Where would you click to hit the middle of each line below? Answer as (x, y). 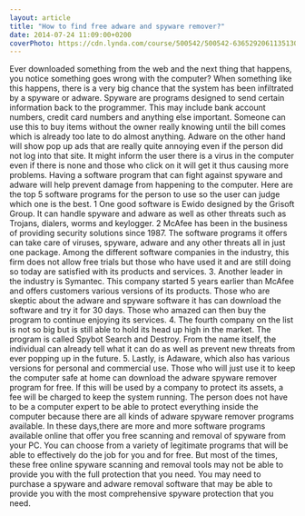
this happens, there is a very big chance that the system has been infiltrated (152, 88)
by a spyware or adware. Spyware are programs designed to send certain (147, 98)
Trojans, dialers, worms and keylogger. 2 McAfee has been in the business (148, 223)
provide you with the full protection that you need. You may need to (135, 474)
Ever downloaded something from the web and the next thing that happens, (151, 69)
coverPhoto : (32, 43)
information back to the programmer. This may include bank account (138, 108)
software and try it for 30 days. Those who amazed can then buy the (138, 311)
